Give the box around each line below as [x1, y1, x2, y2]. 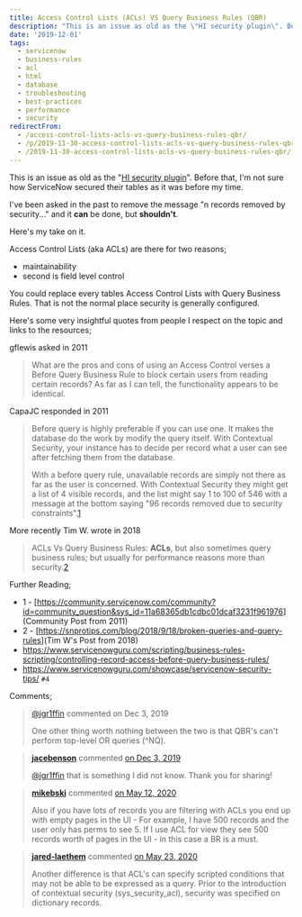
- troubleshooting [17, 88, 87, 97]
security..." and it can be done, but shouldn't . [9, 208, 179, 219]
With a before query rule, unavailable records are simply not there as [31, 469, 286, 480]
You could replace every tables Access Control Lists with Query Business [9, 287, 281, 298]
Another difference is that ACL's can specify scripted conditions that [31, 868, 285, 879]
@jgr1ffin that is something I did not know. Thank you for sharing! [31, 769, 272, 780]
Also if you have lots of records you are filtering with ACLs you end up [31, 804, 291, 815]
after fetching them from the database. [31, 451, 175, 462]
